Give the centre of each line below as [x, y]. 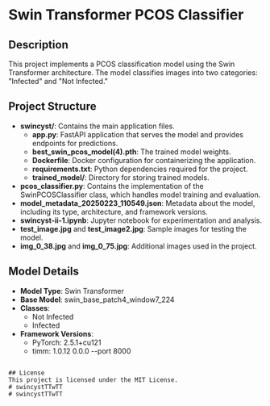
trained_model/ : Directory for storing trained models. [120, 177]
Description [38, 45]
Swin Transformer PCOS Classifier [126, 15]
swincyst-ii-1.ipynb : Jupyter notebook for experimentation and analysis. [141, 220]
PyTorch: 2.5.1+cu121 [66, 342]
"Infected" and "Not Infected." [58, 81]
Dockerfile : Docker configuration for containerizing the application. [144, 160]
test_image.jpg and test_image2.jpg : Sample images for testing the [133, 228]
